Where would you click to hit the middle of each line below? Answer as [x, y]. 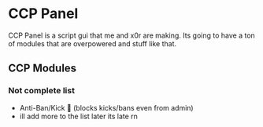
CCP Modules [43, 69]
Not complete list [41, 91]
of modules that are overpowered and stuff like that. [93, 43]
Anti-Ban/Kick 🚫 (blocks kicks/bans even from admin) [107, 107]
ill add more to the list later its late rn [78, 116]
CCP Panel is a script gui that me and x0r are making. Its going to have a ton [132, 35]
